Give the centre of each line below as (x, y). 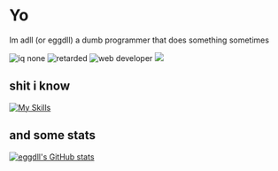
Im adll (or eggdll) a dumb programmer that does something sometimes (139, 40)
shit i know (40, 86)
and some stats (52, 135)
